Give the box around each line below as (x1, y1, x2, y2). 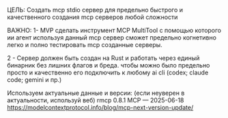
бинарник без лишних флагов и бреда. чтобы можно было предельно (7, 61, 210, 69)
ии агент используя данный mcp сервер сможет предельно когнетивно (7, 33, 217, 42)
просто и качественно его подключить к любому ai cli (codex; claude (7, 68, 209, 76)
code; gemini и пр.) (7, 76, 62, 84)
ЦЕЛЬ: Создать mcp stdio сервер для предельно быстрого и (7, 6, 183, 14)
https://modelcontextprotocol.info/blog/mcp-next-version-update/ (7, 104, 194, 111)
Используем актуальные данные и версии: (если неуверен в (7, 89, 185, 97)
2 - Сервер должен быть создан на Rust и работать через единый (7, 54, 200, 62)
